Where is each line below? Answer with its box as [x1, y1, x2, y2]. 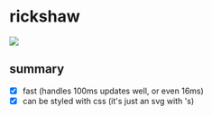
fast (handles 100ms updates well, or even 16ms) [22, 85, 205, 96]
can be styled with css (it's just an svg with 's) [22, 95, 195, 106]
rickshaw [9, 6, 81, 27]
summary [9, 61, 65, 77]
